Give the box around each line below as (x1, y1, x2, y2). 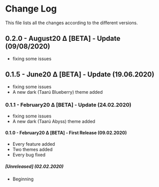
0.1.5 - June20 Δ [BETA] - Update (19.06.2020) (5, 70, 154, 79)
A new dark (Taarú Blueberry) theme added (12, 89, 103, 95)
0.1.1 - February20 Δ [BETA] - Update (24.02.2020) (5, 101, 132, 108)
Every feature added (12, 141, 55, 147)
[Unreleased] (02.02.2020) (5, 163, 64, 169)
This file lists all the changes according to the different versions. (5, 20, 138, 26)
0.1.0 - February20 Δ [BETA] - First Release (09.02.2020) (5, 130, 127, 136)
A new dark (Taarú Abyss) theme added (12, 118, 96, 124)
